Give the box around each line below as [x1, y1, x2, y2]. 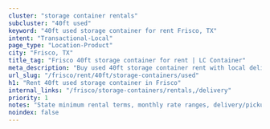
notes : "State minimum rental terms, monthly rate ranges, [8, 101, 211, 109]
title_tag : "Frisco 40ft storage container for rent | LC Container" [8, 57, 247, 65]
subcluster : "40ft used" [8, 19, 92, 27]
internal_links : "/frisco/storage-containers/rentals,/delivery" [8, 86, 231, 95]
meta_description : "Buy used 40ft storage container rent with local [8, 64, 247, 72]
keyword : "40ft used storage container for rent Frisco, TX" [8, 26, 218, 34]
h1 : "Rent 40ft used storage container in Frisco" [8, 79, 182, 87]
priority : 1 [8, 94, 48, 102]
